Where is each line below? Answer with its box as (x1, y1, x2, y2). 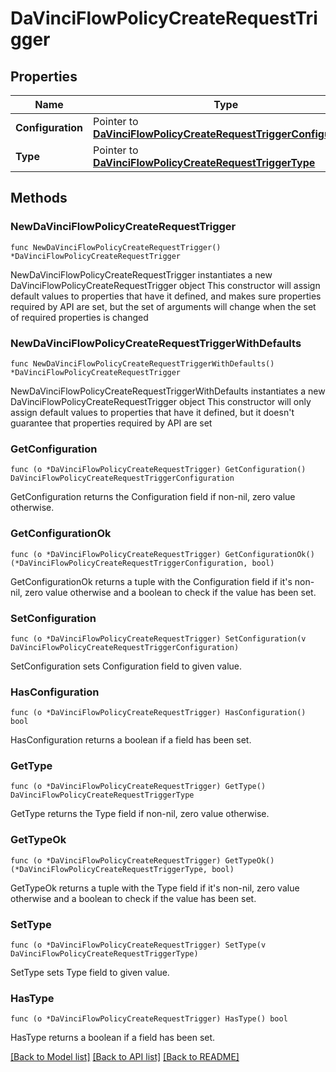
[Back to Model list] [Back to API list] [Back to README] (10, 1051, 240, 1063)
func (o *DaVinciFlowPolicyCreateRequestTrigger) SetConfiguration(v (10, 633, 307, 644)
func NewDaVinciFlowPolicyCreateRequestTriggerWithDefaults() (10, 358, 275, 369)
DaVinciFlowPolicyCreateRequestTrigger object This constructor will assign (10, 279, 321, 291)
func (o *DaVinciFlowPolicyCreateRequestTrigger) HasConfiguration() (10, 708, 307, 718)
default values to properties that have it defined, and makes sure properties (10, 290, 322, 302)
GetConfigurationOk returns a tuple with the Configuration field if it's (10, 575, 293, 587)
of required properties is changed (10, 311, 149, 323)
